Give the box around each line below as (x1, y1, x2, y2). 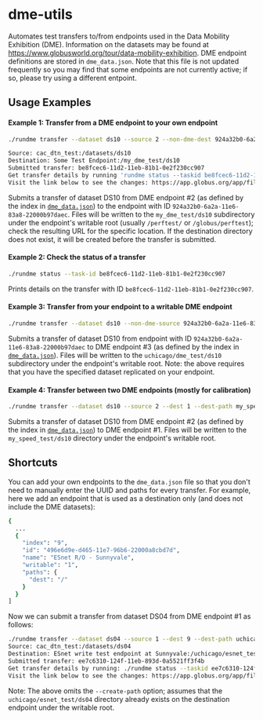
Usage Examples (8, 96, 92, 109)
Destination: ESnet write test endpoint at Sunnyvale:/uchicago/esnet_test (8, 650, 261, 658)
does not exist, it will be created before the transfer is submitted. (8, 234, 217, 244)
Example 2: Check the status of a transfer (8, 253, 146, 262)
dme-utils (8, 5, 73, 24)
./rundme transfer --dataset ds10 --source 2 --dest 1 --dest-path (8, 403, 233, 411)
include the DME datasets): (8, 502, 95, 511)
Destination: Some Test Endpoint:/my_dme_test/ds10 (8, 157, 180, 165)
